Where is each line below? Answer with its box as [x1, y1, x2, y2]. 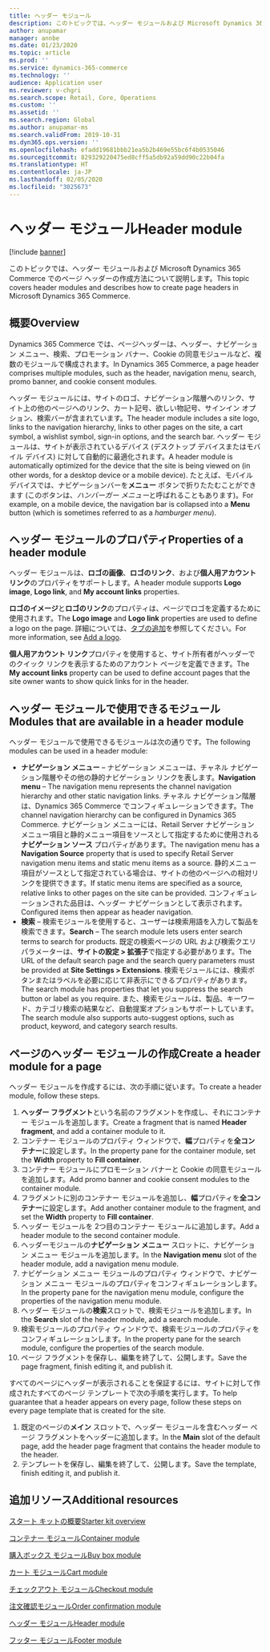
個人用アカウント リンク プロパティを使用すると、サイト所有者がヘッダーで [9, 649, 256, 659]
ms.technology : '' [9, 71, 71, 79]
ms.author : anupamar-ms [9, 123, 89, 131]
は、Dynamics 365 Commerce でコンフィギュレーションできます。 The [20, 802, 254, 811]
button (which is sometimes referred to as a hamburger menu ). [9, 508, 217, 517]
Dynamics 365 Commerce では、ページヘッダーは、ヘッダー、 [9, 339, 216, 348]
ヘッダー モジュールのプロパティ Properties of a [9, 533, 244, 546]
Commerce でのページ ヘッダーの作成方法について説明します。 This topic [9, 273, 250, 283]
